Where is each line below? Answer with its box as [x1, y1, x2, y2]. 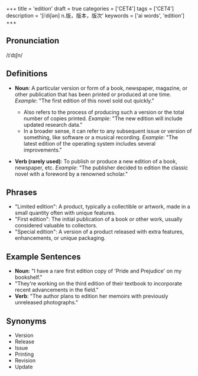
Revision [14, 357, 36, 364]
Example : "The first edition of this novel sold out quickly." [14, 97, 155, 104]
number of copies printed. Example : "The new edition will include [23, 115, 183, 122]
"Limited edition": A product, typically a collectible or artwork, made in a [14, 203, 190, 210]
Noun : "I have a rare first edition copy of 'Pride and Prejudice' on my [14, 268, 182, 275]
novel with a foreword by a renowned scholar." [14, 170, 128, 177]
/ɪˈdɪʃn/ [6, 52, 23, 59]
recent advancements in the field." [14, 287, 99, 294]
